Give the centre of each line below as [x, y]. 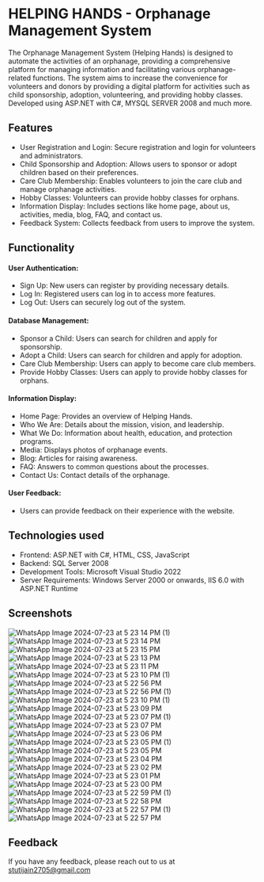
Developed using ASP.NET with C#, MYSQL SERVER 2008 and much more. [130, 103]
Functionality [41, 248]
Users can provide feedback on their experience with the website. [127, 510]
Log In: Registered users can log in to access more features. [117, 294]
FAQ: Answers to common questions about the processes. [114, 466]
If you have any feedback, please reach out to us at [92, 861]
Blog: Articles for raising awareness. [79, 458]
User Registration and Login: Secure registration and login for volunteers [138, 147]
